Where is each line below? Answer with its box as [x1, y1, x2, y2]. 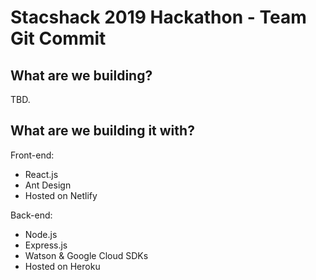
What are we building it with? [10, 122, 195, 140]
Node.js [24, 228, 58, 240]
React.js [24, 168, 59, 180]
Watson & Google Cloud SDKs [24, 249, 149, 261]
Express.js [24, 239, 68, 251]
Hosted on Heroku [24, 260, 101, 272]
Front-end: [10, 149, 55, 161]
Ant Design [24, 179, 72, 191]
